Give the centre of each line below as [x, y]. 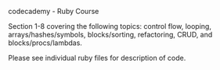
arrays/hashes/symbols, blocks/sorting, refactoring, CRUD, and [110, 35]
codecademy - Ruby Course [54, 11]
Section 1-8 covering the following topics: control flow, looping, [110, 26]
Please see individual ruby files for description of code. [97, 58]
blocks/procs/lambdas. [45, 43]
